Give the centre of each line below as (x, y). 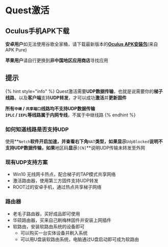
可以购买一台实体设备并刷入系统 (54, 233)
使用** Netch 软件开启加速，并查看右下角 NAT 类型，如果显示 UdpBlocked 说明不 (84, 141)
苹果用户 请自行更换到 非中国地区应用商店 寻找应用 (57, 60)
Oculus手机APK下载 (38, 31)
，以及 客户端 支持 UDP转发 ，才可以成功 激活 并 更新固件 (70, 97)
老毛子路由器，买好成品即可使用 (46, 214)
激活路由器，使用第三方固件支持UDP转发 (55, 181)
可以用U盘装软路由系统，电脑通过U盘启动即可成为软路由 (80, 239)
